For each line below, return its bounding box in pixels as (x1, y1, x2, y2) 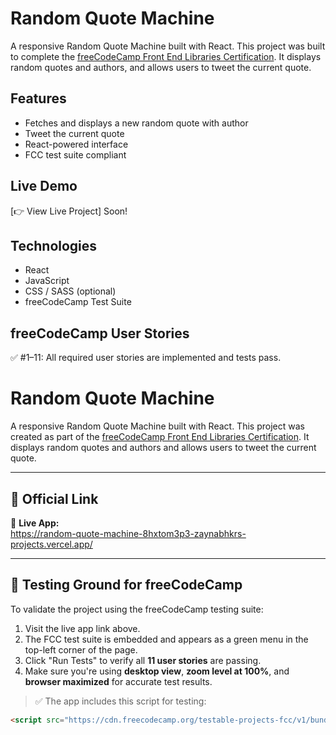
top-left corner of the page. (24, 643, 138, 656)
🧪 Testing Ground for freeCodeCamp (10, 577, 243, 594)
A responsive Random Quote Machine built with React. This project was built (10, 40, 326, 52)
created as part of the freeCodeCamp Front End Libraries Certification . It (10, 431, 310, 443)
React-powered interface (24, 138, 129, 150)
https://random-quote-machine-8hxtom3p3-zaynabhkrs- (10, 527, 247, 539)
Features (10, 90, 67, 107)
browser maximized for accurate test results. (24, 675, 213, 687)
